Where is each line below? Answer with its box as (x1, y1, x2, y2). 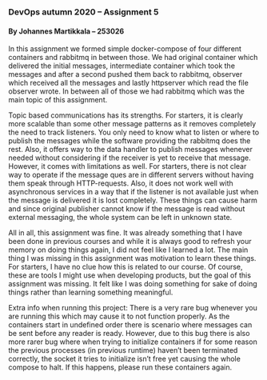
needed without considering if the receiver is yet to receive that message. (8, 153, 251, 162)
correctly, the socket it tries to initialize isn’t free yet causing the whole (8, 354, 241, 364)
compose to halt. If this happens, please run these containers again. (8, 362, 233, 372)
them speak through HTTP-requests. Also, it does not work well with (8, 178, 233, 188)
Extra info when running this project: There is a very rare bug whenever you (8, 303, 257, 313)
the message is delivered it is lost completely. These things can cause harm (8, 195, 258, 206)
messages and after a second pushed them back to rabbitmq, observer (8, 70, 243, 79)
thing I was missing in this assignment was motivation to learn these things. (8, 254, 257, 263)
